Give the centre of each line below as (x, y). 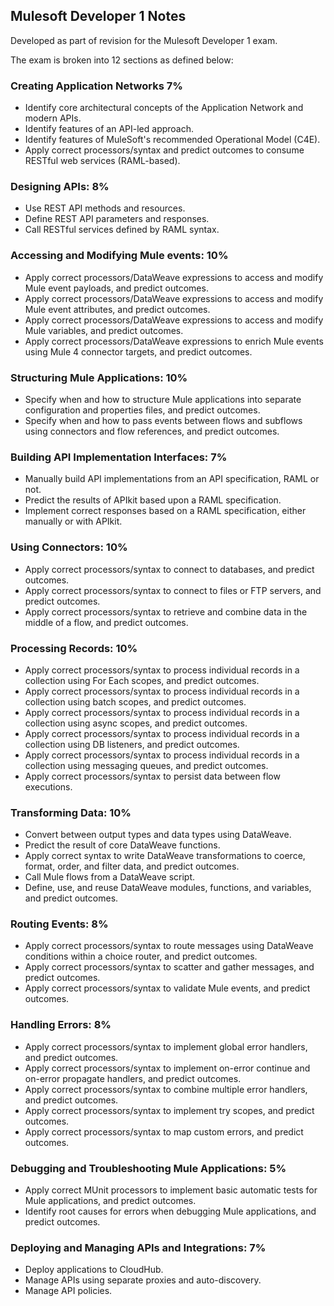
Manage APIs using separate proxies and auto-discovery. (143, 1280)
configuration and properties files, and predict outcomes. (142, 410)
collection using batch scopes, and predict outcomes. (135, 701)
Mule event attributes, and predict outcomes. (117, 309)
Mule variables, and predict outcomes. (104, 330)
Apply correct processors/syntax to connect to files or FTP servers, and (173, 590)
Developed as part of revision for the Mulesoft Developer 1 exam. (144, 40)
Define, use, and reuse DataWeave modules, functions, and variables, (168, 888)
